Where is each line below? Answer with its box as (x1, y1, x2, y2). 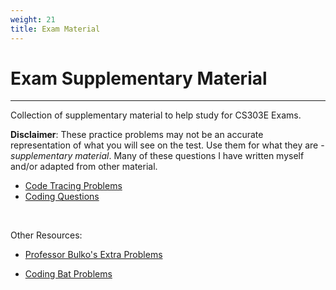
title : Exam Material (10, 24, 101, 34)
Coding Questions (24, 191, 100, 203)
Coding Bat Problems (24, 268, 113, 280)
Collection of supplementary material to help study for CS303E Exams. (10, 109, 302, 121)
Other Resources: (10, 229, 83, 241)
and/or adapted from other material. (10, 161, 158, 173)
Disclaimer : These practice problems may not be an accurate (10, 129, 264, 141)
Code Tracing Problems (24, 180, 123, 192)
